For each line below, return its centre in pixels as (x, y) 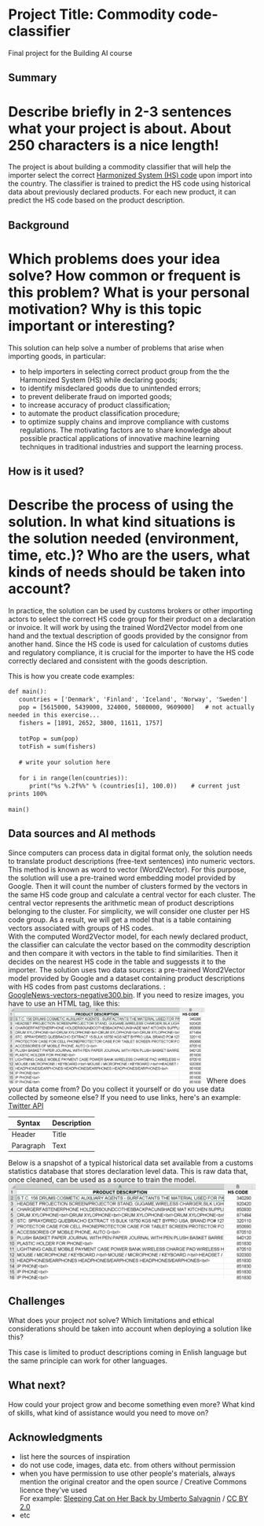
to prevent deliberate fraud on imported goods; (96, 396)
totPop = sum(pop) (49, 739)
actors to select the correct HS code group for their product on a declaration (132, 619)
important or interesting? (92, 326)
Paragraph (28, 1145)
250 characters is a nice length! (114, 145)
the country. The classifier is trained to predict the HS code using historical (130, 183)
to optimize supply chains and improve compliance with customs (124, 421)
